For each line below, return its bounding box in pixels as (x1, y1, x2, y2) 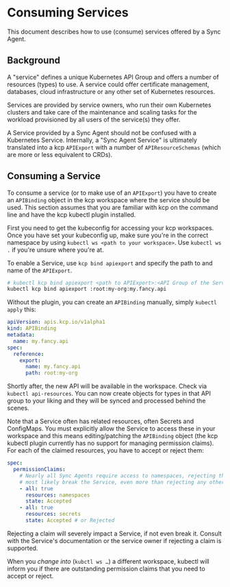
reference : (13, 350, 44, 357)
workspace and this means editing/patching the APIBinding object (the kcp (7, 432, 218, 440)
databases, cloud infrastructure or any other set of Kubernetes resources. (7, 87, 216, 95)
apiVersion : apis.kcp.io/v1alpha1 (7, 319, 106, 326)
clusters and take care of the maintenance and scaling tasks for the (7, 108, 197, 116)
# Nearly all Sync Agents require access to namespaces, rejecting (19, 472, 216, 479)
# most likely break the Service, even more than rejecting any (19, 479, 207, 486)
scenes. (7, 404, 29, 412)
